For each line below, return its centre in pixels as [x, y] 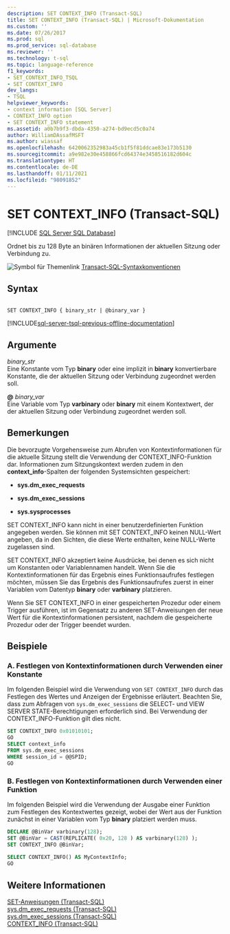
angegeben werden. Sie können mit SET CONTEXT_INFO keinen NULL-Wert [114, 532]
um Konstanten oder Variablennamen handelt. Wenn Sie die [91, 567]
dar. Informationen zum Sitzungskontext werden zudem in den [95, 464]
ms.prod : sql [26, 39]
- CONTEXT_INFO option [39, 116]
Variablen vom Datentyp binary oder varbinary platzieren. [90, 589]
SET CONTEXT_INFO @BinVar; [46, 845]
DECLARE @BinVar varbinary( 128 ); [55, 831]
